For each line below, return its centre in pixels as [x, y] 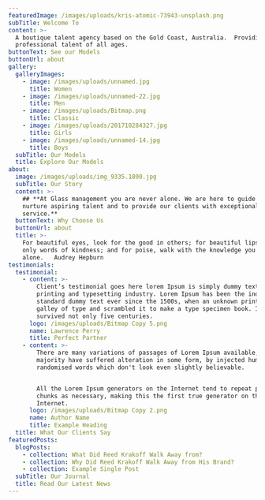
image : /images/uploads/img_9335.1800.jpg [86, 177]
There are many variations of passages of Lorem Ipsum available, [148, 353]
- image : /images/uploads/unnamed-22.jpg [91, 96]
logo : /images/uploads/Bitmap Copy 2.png [98, 411]
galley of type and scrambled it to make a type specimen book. [144, 308]
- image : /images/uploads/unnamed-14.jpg [91, 140]
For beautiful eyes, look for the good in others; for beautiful [132, 243]
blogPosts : [33, 447]
